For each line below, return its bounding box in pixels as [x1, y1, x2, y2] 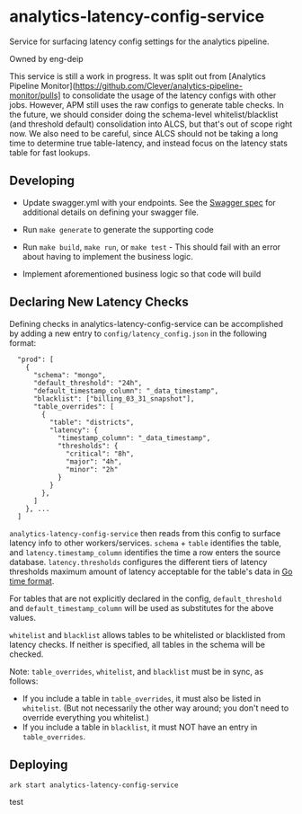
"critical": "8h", [66, 449, 135, 458]
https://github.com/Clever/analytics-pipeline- [75, 80, 243, 91]
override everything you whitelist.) [22, 712, 150, 722]
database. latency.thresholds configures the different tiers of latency [9, 556, 268, 567]
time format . [9, 575, 55, 586]
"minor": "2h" [66, 465, 119, 473]
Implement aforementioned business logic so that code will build [22, 268, 262, 279]
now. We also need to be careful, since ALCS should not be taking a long [9, 128, 279, 138]
